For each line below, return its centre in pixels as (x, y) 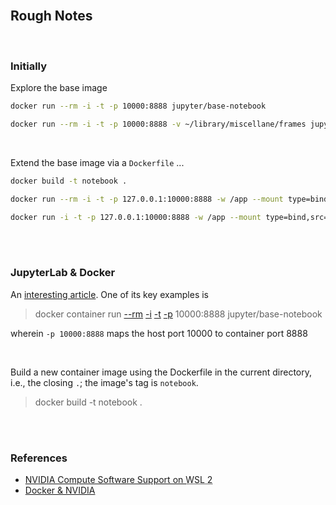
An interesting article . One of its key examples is (110, 294)
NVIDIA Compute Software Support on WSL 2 (118, 480)
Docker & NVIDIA (60, 490)
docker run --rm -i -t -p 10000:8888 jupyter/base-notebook (138, 106)
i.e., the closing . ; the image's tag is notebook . (104, 382)
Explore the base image (59, 88)
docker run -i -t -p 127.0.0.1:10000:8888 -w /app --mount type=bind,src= (169, 217)
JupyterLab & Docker (63, 273)
